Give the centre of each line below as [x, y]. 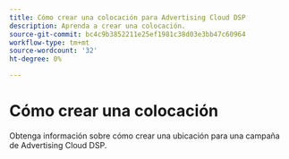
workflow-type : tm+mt [50, 42]
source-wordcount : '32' [54, 51]
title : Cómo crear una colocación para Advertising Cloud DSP [127, 17]
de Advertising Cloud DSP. [58, 145]
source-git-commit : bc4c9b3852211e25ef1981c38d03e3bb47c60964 [127, 34]
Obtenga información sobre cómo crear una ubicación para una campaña [144, 136]
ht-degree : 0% [36, 59]
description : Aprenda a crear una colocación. [98, 26]
